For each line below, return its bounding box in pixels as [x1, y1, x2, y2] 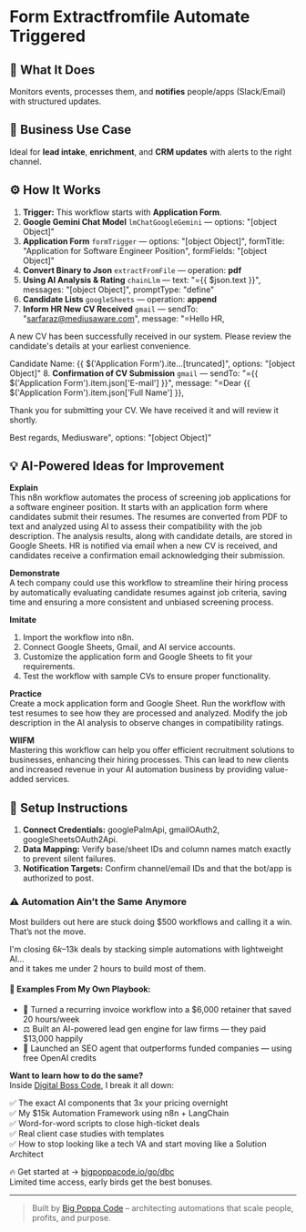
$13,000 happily [22, 1033, 84, 1044]
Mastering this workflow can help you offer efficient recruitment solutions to [9, 745, 295, 756]
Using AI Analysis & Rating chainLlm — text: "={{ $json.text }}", [22, 274, 261, 285]
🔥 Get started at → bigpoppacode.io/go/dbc [9, 1166, 175, 1176]
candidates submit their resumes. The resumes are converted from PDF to [9, 512, 289, 523]
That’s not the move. [9, 926, 87, 937]
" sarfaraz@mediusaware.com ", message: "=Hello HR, [22, 312, 225, 324]
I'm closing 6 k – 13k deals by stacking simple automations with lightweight [9, 943, 284, 954]
